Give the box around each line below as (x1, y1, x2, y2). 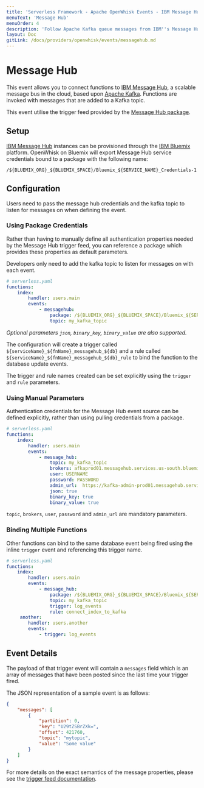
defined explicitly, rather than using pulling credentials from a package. (6, 414, 184, 421)
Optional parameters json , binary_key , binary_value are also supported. (6, 328, 187, 336)
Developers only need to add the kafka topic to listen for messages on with (6, 260, 194, 267)
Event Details (6, 648, 58, 659)
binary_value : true (49, 499, 99, 506)
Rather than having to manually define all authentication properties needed (6, 235, 193, 243)
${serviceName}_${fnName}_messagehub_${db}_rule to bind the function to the (6, 353, 198, 361)
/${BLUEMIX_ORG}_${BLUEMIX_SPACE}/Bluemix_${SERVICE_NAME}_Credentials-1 (6, 167, 197, 173)
